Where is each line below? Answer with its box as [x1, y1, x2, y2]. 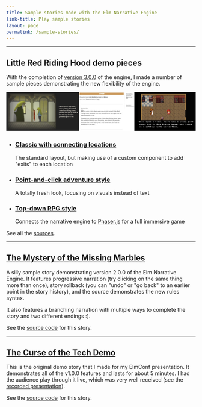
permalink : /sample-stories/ [6, 29, 79, 35]
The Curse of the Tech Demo [6, 347, 116, 358]
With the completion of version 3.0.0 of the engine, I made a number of [6, 74, 182, 81]
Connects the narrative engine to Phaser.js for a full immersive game [14, 218, 185, 226]
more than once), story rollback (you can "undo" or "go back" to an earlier [6, 282, 191, 289]
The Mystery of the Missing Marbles [6, 253, 145, 263]
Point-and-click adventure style [14, 175, 111, 184]
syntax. [6, 294, 25, 301]
